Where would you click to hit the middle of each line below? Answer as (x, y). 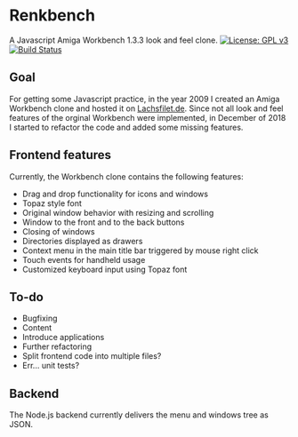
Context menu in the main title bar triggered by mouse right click (141, 250)
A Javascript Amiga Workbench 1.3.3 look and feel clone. (113, 40)
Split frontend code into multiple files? (92, 356)
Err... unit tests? (51, 366)
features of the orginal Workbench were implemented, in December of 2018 (148, 117)
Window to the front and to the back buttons (103, 222)
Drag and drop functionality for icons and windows (115, 194)
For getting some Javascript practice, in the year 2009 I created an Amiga (145, 99)
